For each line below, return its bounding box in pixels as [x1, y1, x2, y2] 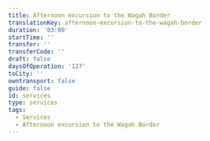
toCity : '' [8, 70, 44, 78]
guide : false [8, 84, 51, 92]
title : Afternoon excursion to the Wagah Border [8, 11, 171, 20]
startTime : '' [8, 33, 55, 42]
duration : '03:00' [8, 26, 68, 34]
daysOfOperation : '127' [8, 63, 87, 70]
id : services [8, 92, 51, 99]
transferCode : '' [8, 48, 65, 56]
